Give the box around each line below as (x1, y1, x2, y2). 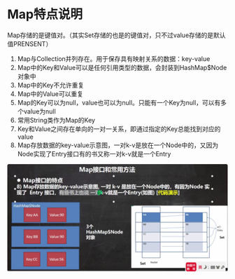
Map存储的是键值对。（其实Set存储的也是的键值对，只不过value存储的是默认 (7, 31, 226, 39)
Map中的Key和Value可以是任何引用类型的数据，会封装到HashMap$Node (17, 63, 227, 72)
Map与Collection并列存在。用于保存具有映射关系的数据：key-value (17, 54, 211, 63)
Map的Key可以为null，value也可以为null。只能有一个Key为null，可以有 (17, 98, 221, 107)
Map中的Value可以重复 (17, 89, 84, 98)
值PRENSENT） (7, 39, 52, 48)
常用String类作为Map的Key (17, 116, 96, 124)
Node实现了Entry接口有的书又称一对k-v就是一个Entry (17, 149, 171, 158)
